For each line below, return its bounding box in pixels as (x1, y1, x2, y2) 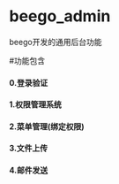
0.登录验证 (9, 77, 48, 88)
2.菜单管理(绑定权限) (9, 121, 86, 132)
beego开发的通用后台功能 (9, 36, 102, 47)
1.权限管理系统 (9, 99, 62, 110)
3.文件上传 (9, 143, 48, 154)
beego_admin (9, 6, 111, 27)
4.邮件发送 (9, 165, 48, 175)
